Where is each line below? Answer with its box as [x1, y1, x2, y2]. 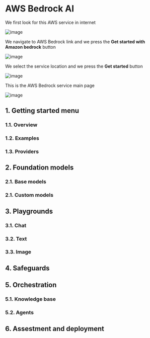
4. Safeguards [5, 264, 50, 272]
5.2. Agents [5, 309, 34, 316]
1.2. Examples [5, 135, 40, 142]
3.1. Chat [5, 222, 26, 229]
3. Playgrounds [5, 207, 53, 215]
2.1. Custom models [5, 192, 54, 199]
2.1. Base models [5, 178, 46, 185]
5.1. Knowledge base [5, 296, 56, 303]
